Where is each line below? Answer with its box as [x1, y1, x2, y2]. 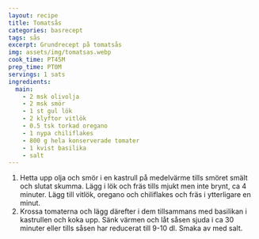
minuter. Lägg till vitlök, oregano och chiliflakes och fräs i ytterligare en [19, 190, 251, 199]
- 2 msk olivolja [22, 93, 80, 101]
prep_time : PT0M [8, 63, 62, 71]
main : [15, 85, 34, 93]
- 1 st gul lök [22, 108, 73, 116]
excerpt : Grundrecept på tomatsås [8, 41, 123, 49]
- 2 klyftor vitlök [22, 115, 87, 123]
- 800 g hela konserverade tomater [22, 136, 140, 145]
